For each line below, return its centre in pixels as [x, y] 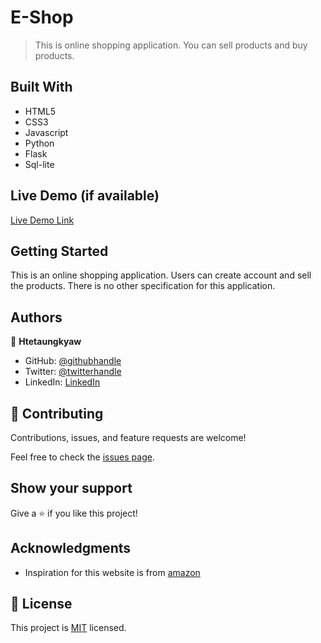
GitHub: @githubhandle [73, 361]
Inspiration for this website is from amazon [112, 572]
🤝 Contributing [57, 413]
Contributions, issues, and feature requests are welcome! [128, 437]
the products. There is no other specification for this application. [143, 286]
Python [39, 143]
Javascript [46, 132]
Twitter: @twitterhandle [73, 372]
